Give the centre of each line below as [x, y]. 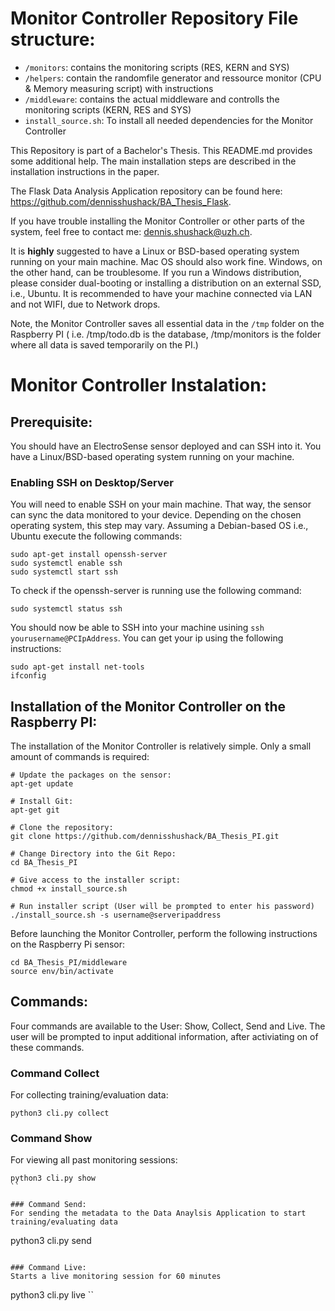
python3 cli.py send [51, 1241]
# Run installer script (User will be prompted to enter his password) [162, 907]
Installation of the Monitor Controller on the [148, 706]
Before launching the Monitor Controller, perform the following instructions [164, 934]
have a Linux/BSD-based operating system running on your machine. [152, 456]
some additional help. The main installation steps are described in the [153, 161]
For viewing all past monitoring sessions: [94, 1160]
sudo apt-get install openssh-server [89, 555]
